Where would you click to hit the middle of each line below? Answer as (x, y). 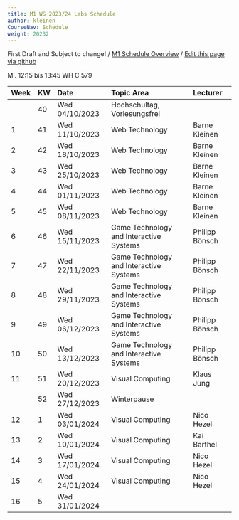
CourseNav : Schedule (38, 27)
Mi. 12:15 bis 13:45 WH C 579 (50, 75)
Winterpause (133, 399)
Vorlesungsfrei (136, 114)
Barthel (205, 445)
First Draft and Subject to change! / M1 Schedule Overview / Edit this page (116, 54)
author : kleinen (31, 21)
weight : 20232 (28, 34)
